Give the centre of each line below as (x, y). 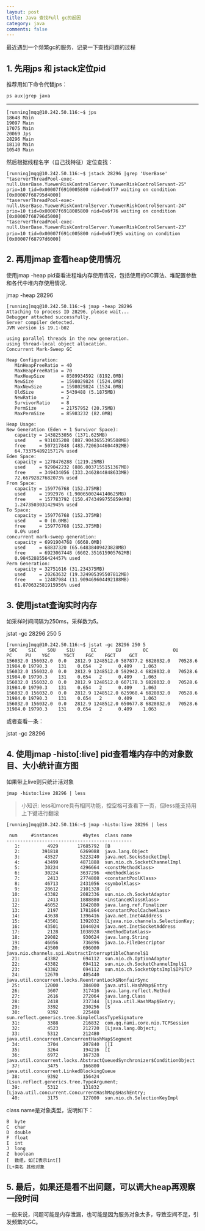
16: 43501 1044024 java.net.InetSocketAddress (94, 926)
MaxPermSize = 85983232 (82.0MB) (64, 413)
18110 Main (20, 145)
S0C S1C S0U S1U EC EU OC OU (94, 650)
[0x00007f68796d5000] (34, 217)
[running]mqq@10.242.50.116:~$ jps (52, 113)
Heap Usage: (21, 424)
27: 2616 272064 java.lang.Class (79, 996)
